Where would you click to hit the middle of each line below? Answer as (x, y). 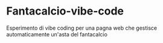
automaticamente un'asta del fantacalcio (57, 34)
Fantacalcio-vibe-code (65, 11)
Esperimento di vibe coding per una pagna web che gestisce (82, 28)
